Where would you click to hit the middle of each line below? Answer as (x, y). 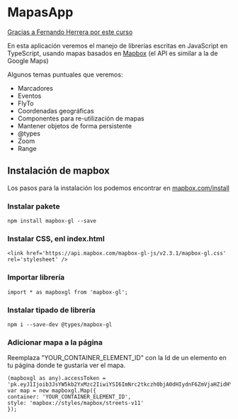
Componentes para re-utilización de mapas (81, 118)
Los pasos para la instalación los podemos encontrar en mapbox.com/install (119, 188)
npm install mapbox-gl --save (52, 221)
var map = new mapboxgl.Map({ (52, 391)
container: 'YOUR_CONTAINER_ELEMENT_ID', (69, 397)
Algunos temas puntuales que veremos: (65, 74)
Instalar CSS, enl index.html (56, 238)
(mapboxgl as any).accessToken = (57, 379)
